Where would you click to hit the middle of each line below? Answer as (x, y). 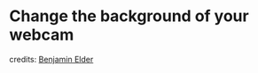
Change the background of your (129, 16)
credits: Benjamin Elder (51, 59)
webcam (42, 35)
